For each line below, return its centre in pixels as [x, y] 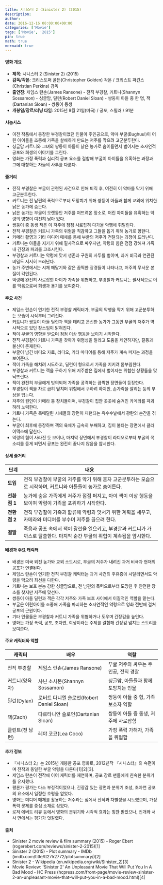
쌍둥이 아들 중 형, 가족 [132, 697]
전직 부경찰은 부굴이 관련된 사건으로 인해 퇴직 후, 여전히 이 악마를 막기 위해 [82, 189]
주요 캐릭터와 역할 [22, 641]
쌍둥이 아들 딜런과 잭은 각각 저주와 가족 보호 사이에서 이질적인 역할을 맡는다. [84, 598]
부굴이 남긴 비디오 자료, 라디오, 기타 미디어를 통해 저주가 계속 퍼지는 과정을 [82, 352]
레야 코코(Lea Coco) [61, 734]
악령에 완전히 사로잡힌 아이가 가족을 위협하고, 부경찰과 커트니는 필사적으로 [82, 280]
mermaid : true [19, 46]
